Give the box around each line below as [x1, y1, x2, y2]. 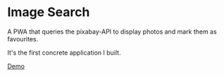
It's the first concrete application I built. [7, 48, 121, 57]
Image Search [7, 4, 90, 20]
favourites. [7, 34, 39, 43]
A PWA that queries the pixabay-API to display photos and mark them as [7, 27, 217, 36]
